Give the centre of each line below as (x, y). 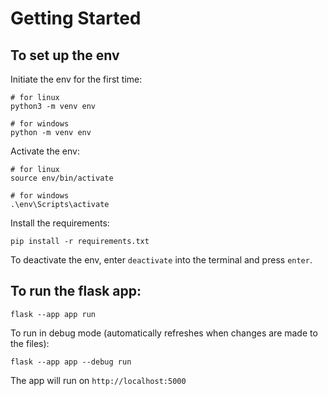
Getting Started (76, 18)
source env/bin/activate (62, 178)
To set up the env (65, 55)
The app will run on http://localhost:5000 (98, 380)
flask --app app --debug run (71, 362)
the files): (30, 343)
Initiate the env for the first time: (76, 79)
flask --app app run (53, 314)
